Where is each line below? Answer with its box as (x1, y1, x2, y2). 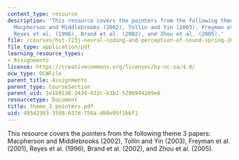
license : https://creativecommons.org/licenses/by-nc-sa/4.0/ (7, 63, 196, 70)
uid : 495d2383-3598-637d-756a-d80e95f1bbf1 (7, 110, 139, 117)
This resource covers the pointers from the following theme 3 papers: (7, 129, 211, 137)
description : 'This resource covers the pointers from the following (7, 17, 218, 24)
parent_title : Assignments (7, 76, 87, 84)
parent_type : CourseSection (7, 83, 91, 90)
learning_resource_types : (7, 50, 84, 58)
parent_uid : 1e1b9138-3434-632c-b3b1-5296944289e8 (7, 90, 161, 97)
